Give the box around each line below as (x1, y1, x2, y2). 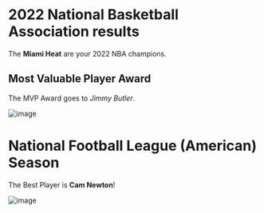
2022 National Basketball (8, 6, 179, 24)
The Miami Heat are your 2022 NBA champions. (8, 49, 167, 58)
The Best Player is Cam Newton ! (8, 179, 116, 189)
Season (8, 153, 60, 172)
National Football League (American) (8, 136, 258, 155)
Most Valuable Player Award (8, 72, 152, 85)
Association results (8, 22, 140, 41)
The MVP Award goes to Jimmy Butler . (8, 93, 136, 103)
